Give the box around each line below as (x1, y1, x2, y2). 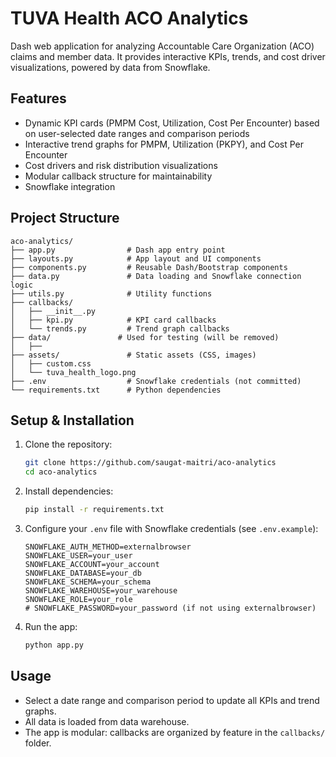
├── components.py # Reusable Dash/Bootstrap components (10, 262, 288, 272)
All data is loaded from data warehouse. (24, 715, 190, 727)
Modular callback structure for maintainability (24, 170, 213, 182)
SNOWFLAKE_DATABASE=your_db (24, 568, 142, 578)
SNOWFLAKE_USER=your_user (24, 551, 133, 561)
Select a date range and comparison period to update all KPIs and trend (24, 694, 320, 706)
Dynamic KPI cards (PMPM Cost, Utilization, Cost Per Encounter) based (24, 117, 320, 129)
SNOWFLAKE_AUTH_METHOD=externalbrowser (24, 542, 192, 552)
